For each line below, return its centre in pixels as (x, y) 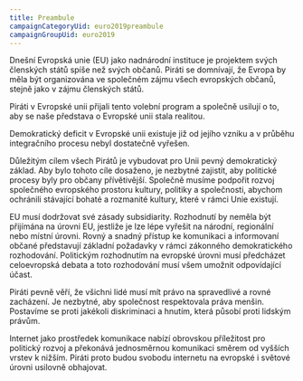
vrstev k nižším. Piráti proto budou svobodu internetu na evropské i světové (150, 357)
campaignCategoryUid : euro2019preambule (87, 26)
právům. (25, 321)
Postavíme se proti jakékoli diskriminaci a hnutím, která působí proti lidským (150, 311)
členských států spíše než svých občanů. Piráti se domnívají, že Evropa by (148, 70)
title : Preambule (42, 18)
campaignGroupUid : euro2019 (62, 34)
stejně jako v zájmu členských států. (77, 89)
